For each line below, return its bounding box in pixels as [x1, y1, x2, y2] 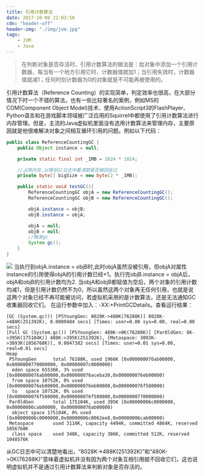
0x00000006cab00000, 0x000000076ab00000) [6, 404, 113, 410]
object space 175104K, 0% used [12, 409, 92, 416]
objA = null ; [28, 222, 62, 229]
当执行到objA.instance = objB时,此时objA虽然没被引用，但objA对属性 [13, 263, 187, 270]
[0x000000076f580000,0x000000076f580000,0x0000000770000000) [6, 394, 165, 400]
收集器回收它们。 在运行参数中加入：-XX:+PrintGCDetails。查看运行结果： [6, 301, 193, 309]
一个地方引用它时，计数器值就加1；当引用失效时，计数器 [53, 68, 195, 75]
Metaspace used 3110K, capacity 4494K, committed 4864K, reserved [9, 420, 198, 427]
